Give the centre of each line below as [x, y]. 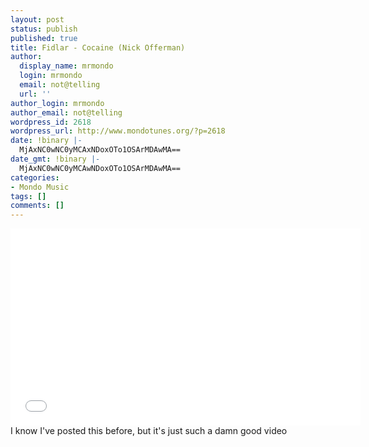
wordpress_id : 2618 [51, 122]
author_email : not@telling [66, 112]
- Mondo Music [40, 187]
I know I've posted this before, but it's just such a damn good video [149, 431]
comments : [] [37, 206]
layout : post [37, 19]
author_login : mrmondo [57, 103]
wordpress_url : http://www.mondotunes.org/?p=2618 [118, 131]
